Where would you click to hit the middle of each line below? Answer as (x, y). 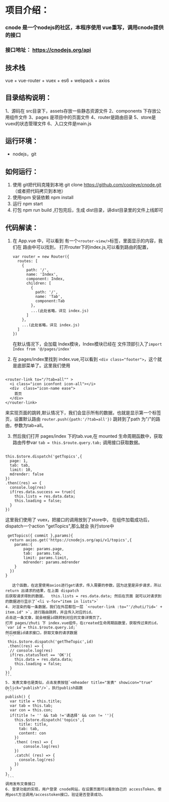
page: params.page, (44, 549)
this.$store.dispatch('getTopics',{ (44, 456)
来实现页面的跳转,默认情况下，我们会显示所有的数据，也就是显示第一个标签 (83, 413)
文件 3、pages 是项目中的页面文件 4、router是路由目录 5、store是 (87, 117)
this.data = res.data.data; (44, 660)
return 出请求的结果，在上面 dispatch (42, 591)
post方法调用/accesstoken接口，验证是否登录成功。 (57, 795)
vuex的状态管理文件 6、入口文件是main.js (48, 123)
